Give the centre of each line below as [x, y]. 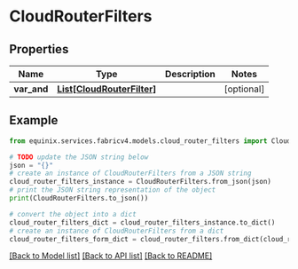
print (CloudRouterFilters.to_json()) [79, 198]
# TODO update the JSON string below [79, 157]
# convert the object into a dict [73, 214]
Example [34, 120]
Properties [39, 49]
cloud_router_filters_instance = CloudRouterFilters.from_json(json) [141, 182]
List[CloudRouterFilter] [107, 89]
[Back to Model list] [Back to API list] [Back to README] [111, 256]
